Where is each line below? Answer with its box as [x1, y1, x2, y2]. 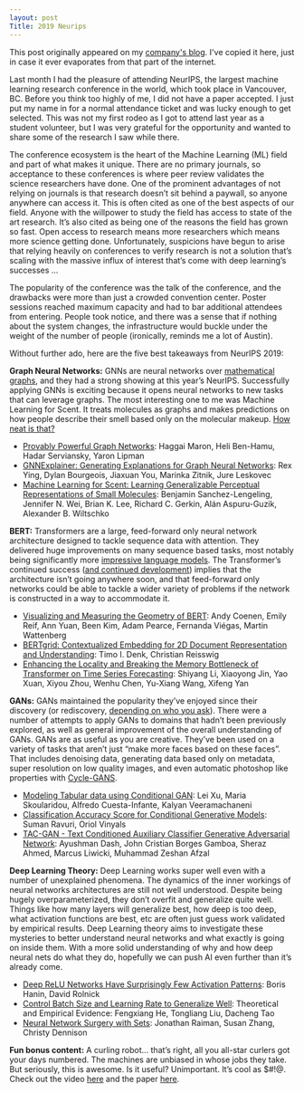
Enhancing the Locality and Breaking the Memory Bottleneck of [22, 658, 260, 669]
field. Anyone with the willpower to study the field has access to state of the [9, 206, 292, 217]
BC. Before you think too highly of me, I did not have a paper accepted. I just [9, 92, 294, 104]
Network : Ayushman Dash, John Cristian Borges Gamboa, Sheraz [22, 838, 267, 849]
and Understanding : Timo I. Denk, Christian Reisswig [22, 648, 220, 659]
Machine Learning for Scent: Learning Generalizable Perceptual [22, 479, 261, 490]
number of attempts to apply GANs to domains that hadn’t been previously [9, 714, 287, 725]
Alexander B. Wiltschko [22, 508, 110, 519]
